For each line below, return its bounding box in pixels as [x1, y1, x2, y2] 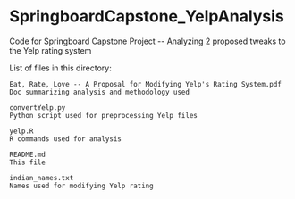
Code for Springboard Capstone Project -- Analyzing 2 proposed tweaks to [9, 36, 286, 46]
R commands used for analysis [9, 134, 122, 144]
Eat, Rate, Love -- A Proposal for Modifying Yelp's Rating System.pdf [9, 79, 282, 88]
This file [9, 158, 46, 167]
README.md [9, 150, 46, 159]
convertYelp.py [9, 103, 66, 112]
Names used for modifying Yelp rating [9, 181, 154, 190]
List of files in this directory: [9, 62, 112, 73]
